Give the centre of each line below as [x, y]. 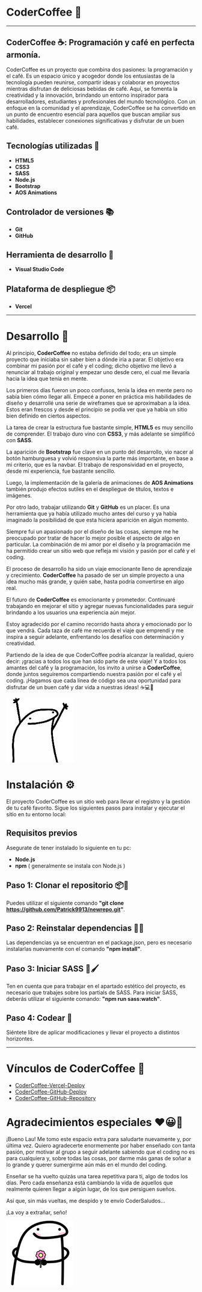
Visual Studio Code [39, 269]
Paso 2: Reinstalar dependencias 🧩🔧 [75, 928]
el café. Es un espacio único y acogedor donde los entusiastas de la [90, 76]
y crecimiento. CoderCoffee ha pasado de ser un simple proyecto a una [95, 575]
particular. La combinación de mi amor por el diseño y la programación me [98, 544]
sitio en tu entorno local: [36, 814]
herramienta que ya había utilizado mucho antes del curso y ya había [92, 513]
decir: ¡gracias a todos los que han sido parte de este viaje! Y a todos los [96, 661]
